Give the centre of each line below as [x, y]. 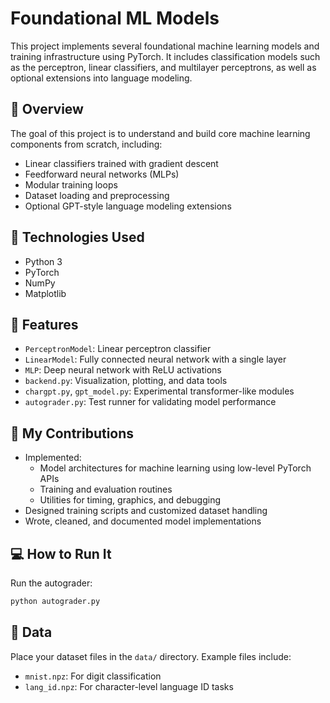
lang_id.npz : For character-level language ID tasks [129, 686]
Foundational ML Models [115, 18]
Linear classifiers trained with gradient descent [121, 163]
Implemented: [53, 458]
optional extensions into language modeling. [101, 78]
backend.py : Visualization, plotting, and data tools [126, 381]
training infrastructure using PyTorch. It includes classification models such [165, 56]
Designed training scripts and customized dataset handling [146, 511]
